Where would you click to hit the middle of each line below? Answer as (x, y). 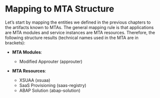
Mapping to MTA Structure (60, 9)
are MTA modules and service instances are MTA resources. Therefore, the (80, 32)
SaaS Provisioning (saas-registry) (53, 85)
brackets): (15, 42)
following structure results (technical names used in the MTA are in (72, 38)
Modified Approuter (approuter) (51, 61)
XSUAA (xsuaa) (35, 80)
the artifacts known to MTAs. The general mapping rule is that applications (80, 27)
